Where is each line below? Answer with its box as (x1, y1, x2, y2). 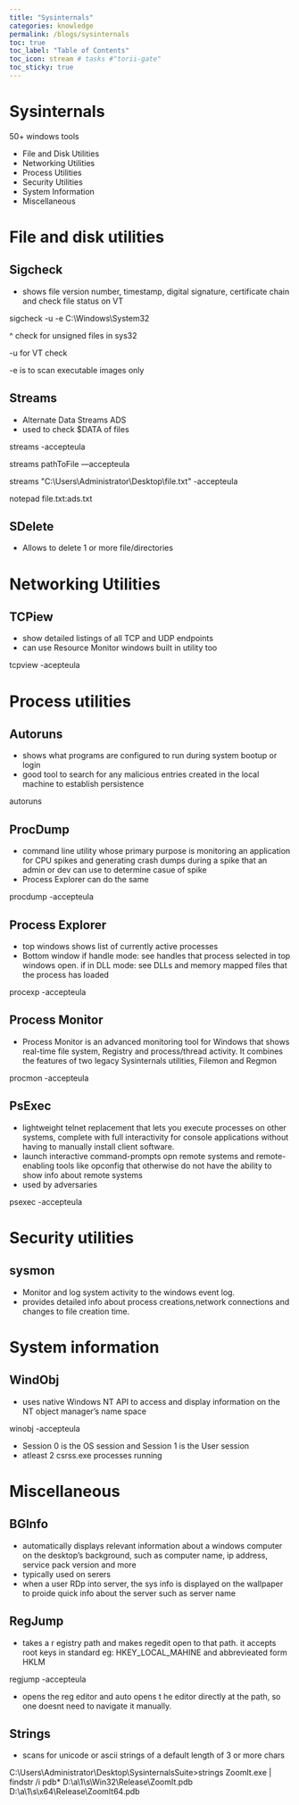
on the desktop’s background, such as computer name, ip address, (21, 1550, 269, 1560)
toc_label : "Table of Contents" (9, 46, 129, 55)
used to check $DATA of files (21, 423, 129, 434)
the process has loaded (21, 970, 110, 981)
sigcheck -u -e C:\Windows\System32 (9, 313, 150, 323)
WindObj (9, 1373, 60, 1388)
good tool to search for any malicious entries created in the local (21, 769, 260, 780)
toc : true (9, 38, 46, 47)
